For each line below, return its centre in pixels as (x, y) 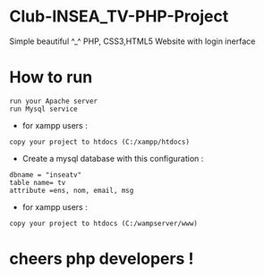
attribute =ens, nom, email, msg (72, 190)
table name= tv (38, 182)
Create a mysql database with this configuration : (113, 158)
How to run (51, 77)
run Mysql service (43, 109)
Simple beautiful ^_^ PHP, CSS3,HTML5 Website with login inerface (132, 41)
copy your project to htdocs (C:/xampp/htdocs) (100, 142)
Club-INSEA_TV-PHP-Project (119, 17)
